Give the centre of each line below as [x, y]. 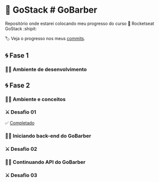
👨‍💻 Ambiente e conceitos [35, 99]
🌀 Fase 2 [18, 85]
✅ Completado [20, 123]
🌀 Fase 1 [17, 56]
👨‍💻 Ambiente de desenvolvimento [46, 69]
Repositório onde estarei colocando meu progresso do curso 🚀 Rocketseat [80, 23]
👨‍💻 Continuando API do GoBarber [45, 162]
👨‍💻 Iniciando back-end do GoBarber [48, 136]
